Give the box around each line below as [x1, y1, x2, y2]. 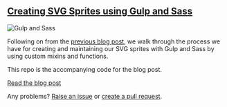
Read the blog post [7, 79, 62, 87]
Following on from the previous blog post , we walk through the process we [7, 37, 220, 46]
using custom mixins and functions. [7, 52, 109, 60]
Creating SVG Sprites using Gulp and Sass [7, 6, 193, 17]
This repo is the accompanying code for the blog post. [7, 65, 163, 73]
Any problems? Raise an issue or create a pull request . [7, 92, 163, 100]
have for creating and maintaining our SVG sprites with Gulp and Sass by [7, 44, 215, 52]
